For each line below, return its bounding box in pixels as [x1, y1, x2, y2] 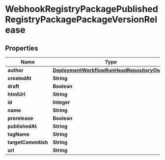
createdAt [7, 75, 32, 82]
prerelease [7, 115, 33, 122]
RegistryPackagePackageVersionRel [5, 14, 158, 25]
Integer [53, 99, 70, 105]
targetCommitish [7, 139, 48, 146]
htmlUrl [7, 91, 26, 97]
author [7, 67, 24, 73]
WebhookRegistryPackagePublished [5, 3, 158, 15]
